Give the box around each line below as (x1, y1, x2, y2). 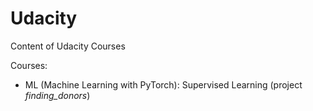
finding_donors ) (24, 89, 91, 101)
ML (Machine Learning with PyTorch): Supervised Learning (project (24, 78, 303, 91)
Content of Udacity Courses (10, 40, 126, 52)
